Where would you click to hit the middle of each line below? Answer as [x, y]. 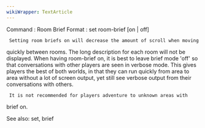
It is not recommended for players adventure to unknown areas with [99, 95]
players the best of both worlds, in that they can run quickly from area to [98, 71]
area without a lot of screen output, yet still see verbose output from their [99, 77]
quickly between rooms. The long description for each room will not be [96, 52]
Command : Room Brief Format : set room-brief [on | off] [78, 29]
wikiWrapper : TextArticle [39, 12]
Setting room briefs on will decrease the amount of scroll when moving [104, 40]
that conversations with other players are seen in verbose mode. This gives [101, 65]
